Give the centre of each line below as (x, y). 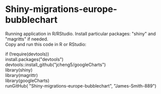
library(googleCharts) (27, 80)
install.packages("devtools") (34, 59)
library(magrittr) (21, 75)
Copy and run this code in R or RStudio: (46, 44)
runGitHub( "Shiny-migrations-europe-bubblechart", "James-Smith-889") (81, 85)
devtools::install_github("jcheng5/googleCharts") (55, 64)
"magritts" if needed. (27, 39)
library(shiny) (19, 70)
